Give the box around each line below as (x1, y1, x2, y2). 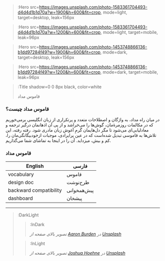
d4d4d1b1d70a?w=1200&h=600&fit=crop (17, 29, 101, 35)
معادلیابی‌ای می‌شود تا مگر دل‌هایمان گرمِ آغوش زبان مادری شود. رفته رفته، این (5, 127, 149, 133)
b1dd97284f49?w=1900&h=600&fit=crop (17, 49, 101, 55)
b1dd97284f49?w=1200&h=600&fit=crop (17, 69, 101, 75)
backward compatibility (8, 186, 62, 193)
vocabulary (8, 171, 34, 178)
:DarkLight (17, 212, 39, 218)
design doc (8, 179, 34, 185)
